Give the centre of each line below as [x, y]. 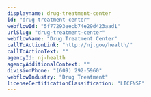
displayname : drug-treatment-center [59, 13]
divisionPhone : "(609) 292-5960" [55, 70]
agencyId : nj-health [37, 58]
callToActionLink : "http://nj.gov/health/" [70, 45]
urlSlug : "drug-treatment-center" [56, 32]
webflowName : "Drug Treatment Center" [62, 39]
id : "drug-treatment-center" [49, 20]
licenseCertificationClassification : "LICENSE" [76, 83]
